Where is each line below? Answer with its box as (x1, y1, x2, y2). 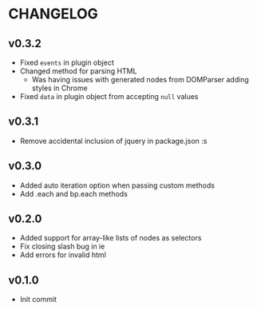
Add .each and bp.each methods (19, 189, 128, 198)
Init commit (19, 295, 57, 304)
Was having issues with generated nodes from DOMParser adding (31, 75, 249, 84)
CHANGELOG (8, 5, 98, 23)
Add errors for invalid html (19, 250, 106, 260)
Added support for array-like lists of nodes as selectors (19, 233, 202, 243)
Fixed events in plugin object (19, 58, 114, 67)
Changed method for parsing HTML (19, 66, 137, 76)
